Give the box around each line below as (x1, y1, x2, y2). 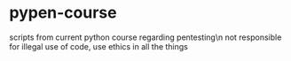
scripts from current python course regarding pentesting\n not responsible (9, 32, 282, 42)
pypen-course (9, 3, 117, 23)
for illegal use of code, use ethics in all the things (9, 41, 188, 51)
